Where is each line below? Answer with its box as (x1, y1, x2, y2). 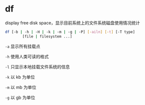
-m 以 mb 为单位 (5, 84, 36, 90)
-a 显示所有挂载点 (5, 43, 41, 49)
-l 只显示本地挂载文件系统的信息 (5, 64, 70, 69)
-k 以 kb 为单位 (5, 74, 35, 80)
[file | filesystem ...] (22, 34, 72, 39)
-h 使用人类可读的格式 (5, 53, 49, 59)
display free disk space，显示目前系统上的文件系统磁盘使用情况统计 (5, 20, 140, 26)
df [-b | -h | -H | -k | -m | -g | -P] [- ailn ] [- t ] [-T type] (5, 29, 135, 34)
